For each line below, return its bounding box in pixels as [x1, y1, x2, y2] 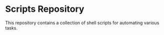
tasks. [5, 25, 18, 31]
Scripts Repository [5, 3, 84, 15]
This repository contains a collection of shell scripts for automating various [5, 20, 159, 26]
